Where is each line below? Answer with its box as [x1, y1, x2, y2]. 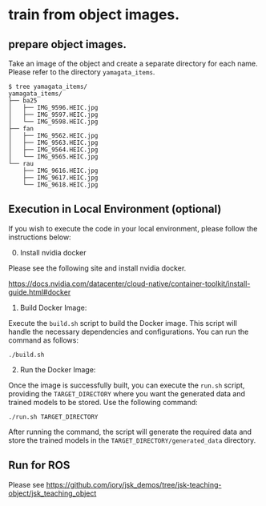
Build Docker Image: [19, 303, 87, 312]
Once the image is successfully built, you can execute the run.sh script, [8, 380, 245, 390]
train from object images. [8, 6, 180, 24]
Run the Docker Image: [19, 364, 96, 374]
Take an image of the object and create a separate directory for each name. [8, 58, 258, 68]
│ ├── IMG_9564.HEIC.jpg [8, 146, 99, 154]
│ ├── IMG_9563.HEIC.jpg [8, 139, 99, 147]
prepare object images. [8, 38, 127, 51]
